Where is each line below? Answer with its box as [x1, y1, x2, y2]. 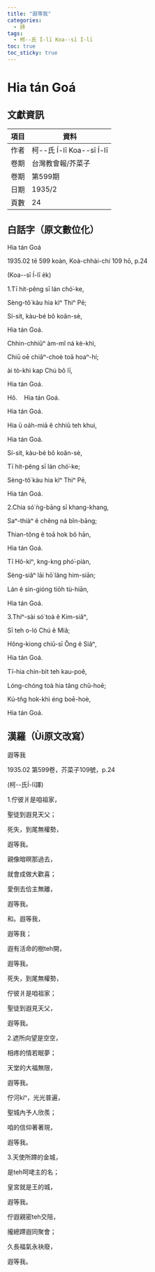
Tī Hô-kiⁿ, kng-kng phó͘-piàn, [7, 557, 91, 565]
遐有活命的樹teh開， [7, 944, 66, 952]
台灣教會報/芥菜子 [31, 158, 91, 168]
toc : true [7, 43, 36, 50]
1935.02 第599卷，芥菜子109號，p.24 [7, 765, 115, 773]
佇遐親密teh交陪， [7, 1212, 59, 1221]
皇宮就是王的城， [7, 1182, 57, 1191]
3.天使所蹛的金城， [7, 1153, 62, 1161]
